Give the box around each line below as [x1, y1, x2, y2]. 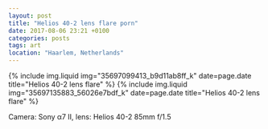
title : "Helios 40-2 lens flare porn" [8, 19, 138, 27]
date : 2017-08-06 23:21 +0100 [8, 26, 110, 34]
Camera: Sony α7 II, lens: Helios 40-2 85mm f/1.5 [8, 112, 171, 121]
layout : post [8, 11, 52, 20]
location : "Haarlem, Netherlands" [8, 49, 125, 57]
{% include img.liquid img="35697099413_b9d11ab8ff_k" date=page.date [8, 71, 252, 80]
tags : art [8, 42, 42, 50]
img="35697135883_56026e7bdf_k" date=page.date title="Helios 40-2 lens [8, 88, 260, 97]
